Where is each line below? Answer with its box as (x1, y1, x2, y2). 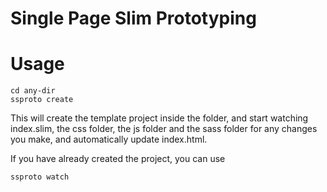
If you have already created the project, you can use (10, 153, 226, 165)
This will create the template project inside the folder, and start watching (10, 112, 309, 124)
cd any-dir (10, 86, 56, 96)
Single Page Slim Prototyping (10, 7, 257, 30)
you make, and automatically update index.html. (10, 133, 208, 146)
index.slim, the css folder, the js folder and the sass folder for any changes (10, 123, 318, 135)
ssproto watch (10, 172, 70, 182)
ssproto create (10, 95, 74, 105)
